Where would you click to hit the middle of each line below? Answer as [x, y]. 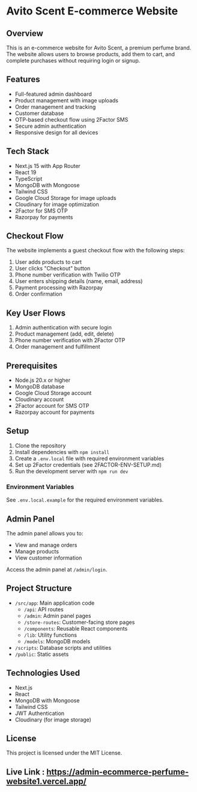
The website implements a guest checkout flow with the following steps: [95, 251]
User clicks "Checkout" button [53, 269]
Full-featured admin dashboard [53, 94]
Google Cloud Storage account [53, 393]
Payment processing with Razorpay [59, 288]
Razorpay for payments [44, 217]
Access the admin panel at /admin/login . [57, 569]
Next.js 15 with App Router [48, 166]
